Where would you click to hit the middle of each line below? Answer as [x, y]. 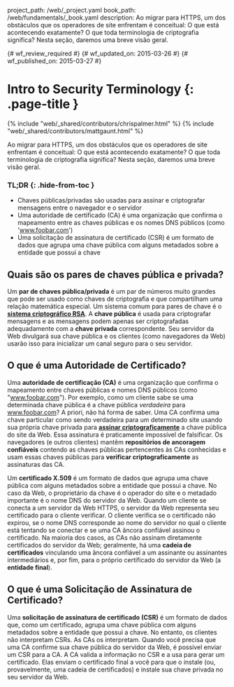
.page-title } [43, 104]
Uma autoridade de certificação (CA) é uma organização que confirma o [113, 382]
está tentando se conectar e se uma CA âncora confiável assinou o [104, 530]
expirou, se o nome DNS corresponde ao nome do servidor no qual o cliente [117, 522]
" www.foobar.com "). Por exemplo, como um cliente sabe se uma [101, 397]
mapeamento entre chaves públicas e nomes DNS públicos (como [102, 390]
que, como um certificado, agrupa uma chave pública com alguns [102, 625]
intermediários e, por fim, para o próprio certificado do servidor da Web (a [114, 559]
